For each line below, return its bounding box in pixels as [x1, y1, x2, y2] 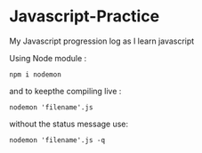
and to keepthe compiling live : [9, 85, 122, 96]
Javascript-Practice [9, 6, 160, 27]
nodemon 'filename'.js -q [9, 135, 105, 144]
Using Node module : [9, 52, 87, 63]
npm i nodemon [9, 69, 62, 79]
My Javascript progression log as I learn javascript [9, 36, 195, 46]
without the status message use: [9, 118, 129, 129]
